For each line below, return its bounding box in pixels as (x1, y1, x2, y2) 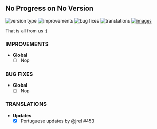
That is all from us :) (5, 28, 48, 34)
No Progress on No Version (5, 4, 94, 13)
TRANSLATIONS (5, 101, 47, 108)
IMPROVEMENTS (5, 40, 49, 48)
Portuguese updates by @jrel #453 (20, 118, 95, 124)
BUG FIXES (5, 71, 33, 78)
